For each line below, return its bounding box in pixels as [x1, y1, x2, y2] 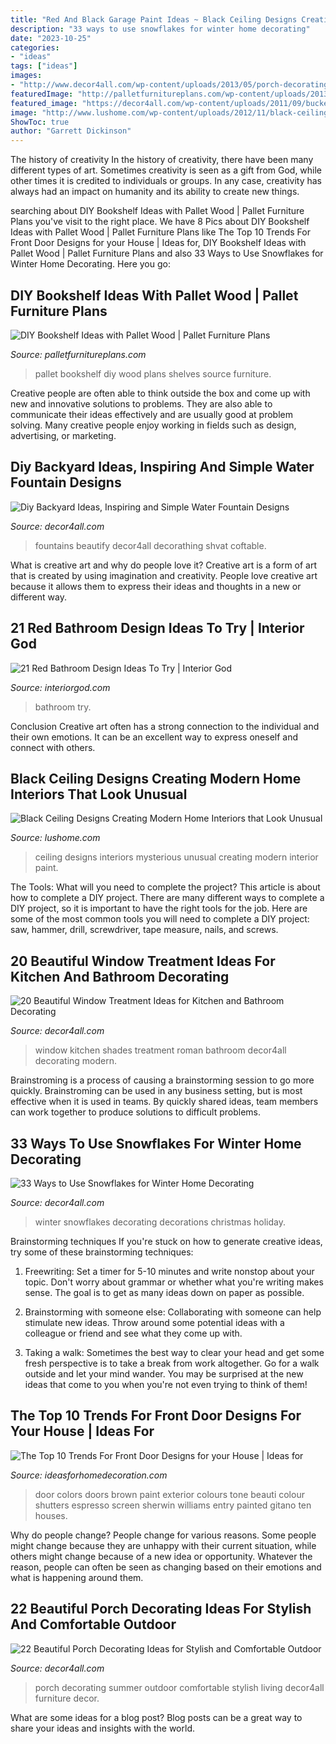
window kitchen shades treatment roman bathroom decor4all [34, 1044, 287, 1056]
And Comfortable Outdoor [10, 1616, 177, 1633]
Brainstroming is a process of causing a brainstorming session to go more [10, 1074, 315, 1086]
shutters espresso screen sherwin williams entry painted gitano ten [34, 1499, 312, 1511]
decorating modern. [34, 1055, 118, 1067]
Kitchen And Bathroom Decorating [10, 968, 230, 985]
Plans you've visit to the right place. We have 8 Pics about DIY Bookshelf [10, 216, 310, 228]
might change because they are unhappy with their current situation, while [10, 1539, 317, 1551]
